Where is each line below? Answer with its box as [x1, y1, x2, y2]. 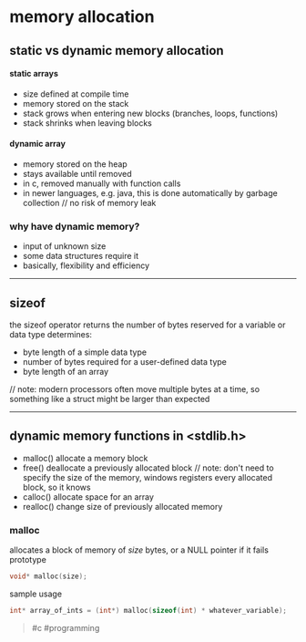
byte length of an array [22, 367, 109, 378]
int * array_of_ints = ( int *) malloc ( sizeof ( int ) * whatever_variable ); [9, 606, 287, 616]
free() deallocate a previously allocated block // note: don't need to [22, 462, 275, 473]
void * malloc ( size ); [9, 572, 88, 581]
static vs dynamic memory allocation [9, 43, 225, 58]
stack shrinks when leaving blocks [22, 117, 152, 129]
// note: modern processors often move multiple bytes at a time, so [9, 384, 260, 395]
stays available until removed [22, 168, 132, 179]
